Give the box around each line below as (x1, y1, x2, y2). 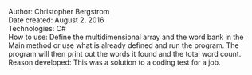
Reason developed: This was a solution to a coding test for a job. (8, 57, 221, 67)
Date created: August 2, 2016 (8, 15, 104, 25)
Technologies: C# (8, 24, 66, 33)
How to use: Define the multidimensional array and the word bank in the (8, 32, 245, 41)
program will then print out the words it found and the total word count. (8, 49, 242, 58)
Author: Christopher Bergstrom (8, 7, 110, 16)
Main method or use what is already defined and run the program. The (8, 41, 239, 50)
